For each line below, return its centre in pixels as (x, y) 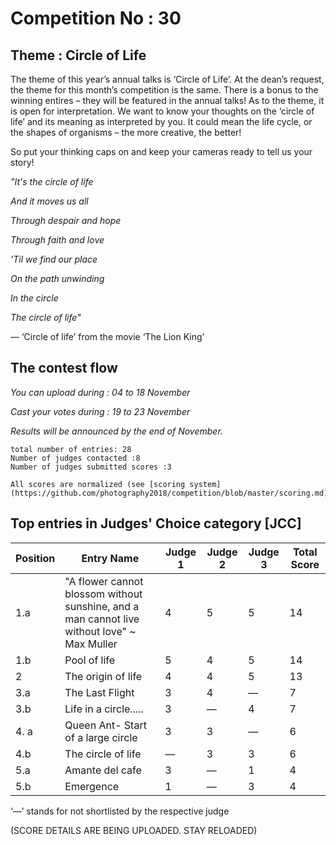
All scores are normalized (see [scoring (98, 484)
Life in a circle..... (104, 709)
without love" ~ (100, 631)
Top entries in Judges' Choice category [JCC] (156, 523)
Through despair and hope (66, 220)
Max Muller (91, 644)
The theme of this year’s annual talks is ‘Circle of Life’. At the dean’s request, (167, 79)
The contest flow (64, 368)
